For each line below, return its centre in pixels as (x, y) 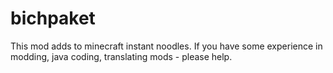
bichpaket (53, 18)
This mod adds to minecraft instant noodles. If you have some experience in (166, 46)
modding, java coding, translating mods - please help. (121, 56)
